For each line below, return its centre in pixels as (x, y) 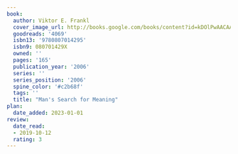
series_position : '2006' (50, 80)
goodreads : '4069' (40, 34)
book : (15, 14)
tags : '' (26, 93)
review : (18, 119)
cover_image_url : (39, 27)
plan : (15, 106)
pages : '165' (32, 60)
